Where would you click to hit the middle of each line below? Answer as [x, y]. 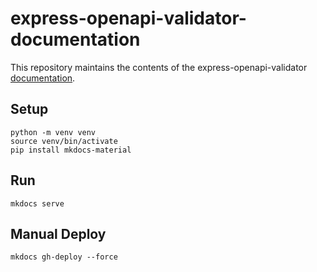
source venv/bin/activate [64, 141]
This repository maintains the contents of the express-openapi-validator [159, 67]
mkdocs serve [37, 203]
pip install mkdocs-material [71, 150]
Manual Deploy [58, 233]
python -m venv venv [53, 132]
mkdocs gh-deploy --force [64, 257]
